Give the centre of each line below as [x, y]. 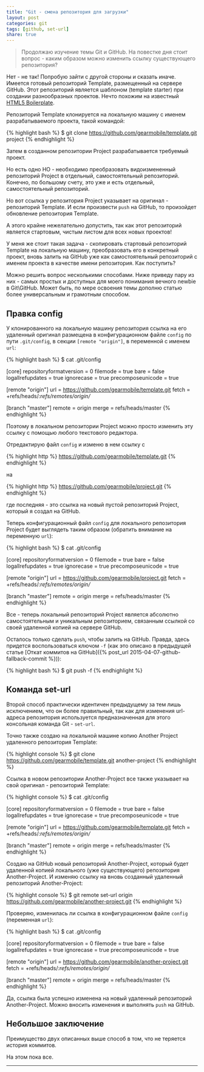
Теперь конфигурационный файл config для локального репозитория [96, 523]
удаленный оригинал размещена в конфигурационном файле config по [99, 334]
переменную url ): [30, 536]
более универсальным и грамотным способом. [68, 295]
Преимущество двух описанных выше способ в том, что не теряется [96, 1038]
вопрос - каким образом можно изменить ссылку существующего [108, 59]
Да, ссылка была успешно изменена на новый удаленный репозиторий [99, 998]
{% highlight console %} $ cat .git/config [57, 797]
